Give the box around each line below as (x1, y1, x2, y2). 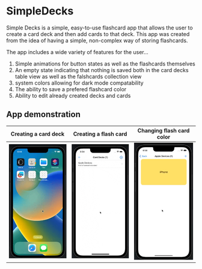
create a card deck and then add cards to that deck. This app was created (6, 30, 190, 37)
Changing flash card (137, 127, 190, 134)
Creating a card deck (11, 130, 65, 138)
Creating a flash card (73, 130, 127, 138)
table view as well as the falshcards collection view (14, 73, 142, 80)
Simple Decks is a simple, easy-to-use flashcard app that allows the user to (6, 24, 194, 31)
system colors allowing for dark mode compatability (14, 79, 144, 86)
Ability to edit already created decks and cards (14, 92, 131, 99)
